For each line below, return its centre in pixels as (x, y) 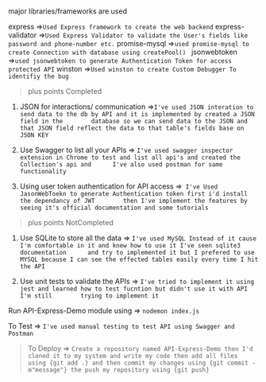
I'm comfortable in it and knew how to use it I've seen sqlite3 (130, 246)
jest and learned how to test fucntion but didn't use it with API (133, 289)
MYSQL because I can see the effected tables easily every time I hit (139, 260)
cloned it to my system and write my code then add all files (133, 357)
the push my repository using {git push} (140, 370)
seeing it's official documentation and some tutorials (114, 208)
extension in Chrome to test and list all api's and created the (130, 158)
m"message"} (47, 370)
